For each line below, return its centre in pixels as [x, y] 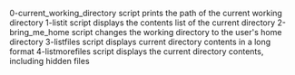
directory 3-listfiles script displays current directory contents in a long [140, 42]
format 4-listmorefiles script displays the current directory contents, [137, 52]
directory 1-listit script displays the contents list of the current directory [143, 23]
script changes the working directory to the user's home [177, 32]
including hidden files [49, 61]
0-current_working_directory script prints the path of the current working [146, 13]
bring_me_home [39, 32]
